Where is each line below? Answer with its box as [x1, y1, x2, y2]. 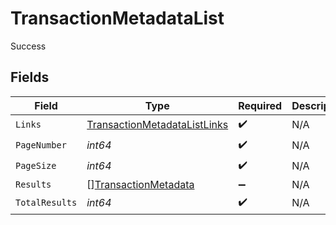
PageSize [15, 160, 57, 172]
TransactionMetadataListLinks [86, 118, 229, 132]
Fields [10, 69, 50, 86]
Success [10, 40, 47, 52]
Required [238, 98, 283, 112]
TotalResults [15, 197, 78, 209]
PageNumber [15, 140, 67, 151]
